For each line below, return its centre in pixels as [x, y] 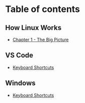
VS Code [19, 55]
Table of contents [43, 9]
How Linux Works [33, 28]
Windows [20, 83]
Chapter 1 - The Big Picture [40, 39]
